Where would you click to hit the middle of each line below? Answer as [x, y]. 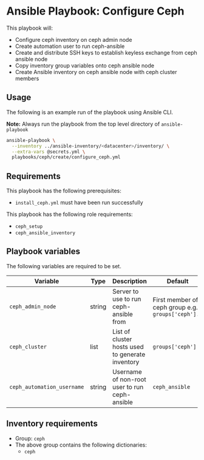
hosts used [128, 347]
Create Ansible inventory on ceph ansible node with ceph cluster [96, 72]
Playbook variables [43, 252]
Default [178, 281]
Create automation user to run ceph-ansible [70, 46]
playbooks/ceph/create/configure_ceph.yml [66, 157]
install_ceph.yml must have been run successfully [79, 203]
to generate [129, 354]
